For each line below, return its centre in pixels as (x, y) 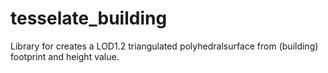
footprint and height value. (65, 56)
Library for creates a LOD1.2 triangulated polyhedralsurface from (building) (164, 46)
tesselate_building (89, 18)
